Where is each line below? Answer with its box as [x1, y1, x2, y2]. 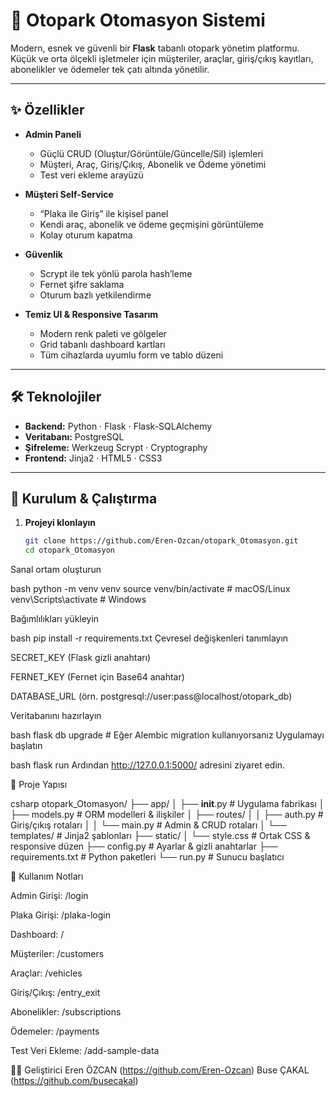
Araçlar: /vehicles [10, 967, 83, 979]
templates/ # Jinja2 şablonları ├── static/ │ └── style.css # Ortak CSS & [10, 830, 311, 842]
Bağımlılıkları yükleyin [10, 613, 100, 625]
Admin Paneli [24, 128, 82, 140]
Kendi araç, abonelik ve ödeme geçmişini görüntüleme [39, 218, 265, 230]
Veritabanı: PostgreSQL [24, 430, 125, 443]
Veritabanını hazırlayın [10, 710, 102, 722]
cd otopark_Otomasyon [24, 545, 115, 556]
